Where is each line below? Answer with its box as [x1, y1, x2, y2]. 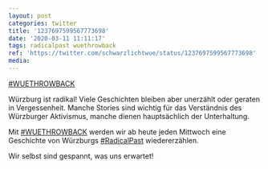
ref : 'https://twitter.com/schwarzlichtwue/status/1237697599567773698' [8, 49, 257, 57]
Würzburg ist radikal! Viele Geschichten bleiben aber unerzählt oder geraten [8, 94, 261, 104]
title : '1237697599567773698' [8, 27, 110, 35]
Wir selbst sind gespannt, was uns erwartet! [8, 150, 154, 161]
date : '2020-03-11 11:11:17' [8, 34, 106, 43]
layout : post [8, 11, 52, 20]
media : [8, 57, 30, 65]
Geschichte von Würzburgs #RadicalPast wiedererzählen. [8, 135, 199, 145]
